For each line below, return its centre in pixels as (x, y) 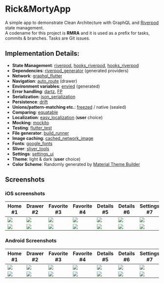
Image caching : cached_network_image (53, 138)
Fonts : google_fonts (32, 143)
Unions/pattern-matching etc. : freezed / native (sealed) (69, 107)
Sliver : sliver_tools (31, 148)
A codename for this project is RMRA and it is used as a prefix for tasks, (77, 33)
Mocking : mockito (31, 122)
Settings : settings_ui (33, 154)
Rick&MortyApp (38, 9)
